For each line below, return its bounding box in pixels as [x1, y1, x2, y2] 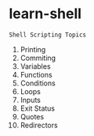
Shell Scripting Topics [9, 31, 87, 39]
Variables [20, 61, 51, 71]
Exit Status [20, 104, 56, 113]
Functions [20, 70, 53, 79]
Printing [20, 44, 46, 54]
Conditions [20, 78, 56, 88]
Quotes [20, 111, 45, 121]
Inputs [20, 95, 42, 104]
